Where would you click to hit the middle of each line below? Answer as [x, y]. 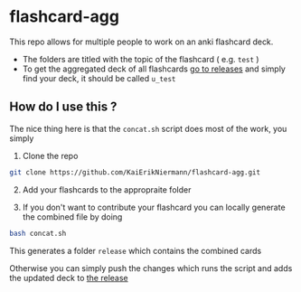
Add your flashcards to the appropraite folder [107, 189]
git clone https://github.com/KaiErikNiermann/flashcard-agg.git [135, 172]
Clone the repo [50, 155]
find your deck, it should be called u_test [99, 78]
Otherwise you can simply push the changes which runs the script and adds [151, 268]
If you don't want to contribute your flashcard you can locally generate [154, 207]
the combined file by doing [72, 217]
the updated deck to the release [69, 278]
